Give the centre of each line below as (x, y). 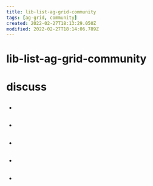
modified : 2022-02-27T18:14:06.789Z (53, 29)
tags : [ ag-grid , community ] (42, 18)
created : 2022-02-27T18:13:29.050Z (51, 23)
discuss (27, 87)
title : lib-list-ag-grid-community (51, 12)
